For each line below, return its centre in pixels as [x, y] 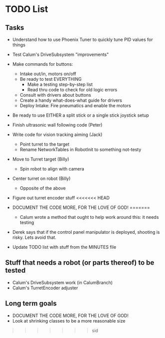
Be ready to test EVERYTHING [51, 79]
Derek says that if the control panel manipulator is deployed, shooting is [86, 232]
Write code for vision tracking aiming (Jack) [57, 135]
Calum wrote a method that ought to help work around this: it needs [89, 217]
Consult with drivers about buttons [55, 95]
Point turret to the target [45, 144]
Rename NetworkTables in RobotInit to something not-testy [81, 150]
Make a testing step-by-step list [60, 84]
